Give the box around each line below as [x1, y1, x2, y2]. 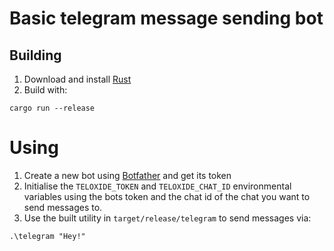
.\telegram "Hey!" [9, 231, 86, 241]
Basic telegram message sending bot [9, 7, 324, 30]
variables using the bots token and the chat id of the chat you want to [23, 190, 311, 202]
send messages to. [23, 201, 103, 213]
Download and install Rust [23, 73, 132, 85]
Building [9, 47, 62, 64]
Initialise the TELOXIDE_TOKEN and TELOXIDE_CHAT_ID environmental [23, 180, 292, 192]
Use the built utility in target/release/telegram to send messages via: [23, 212, 312, 224]
